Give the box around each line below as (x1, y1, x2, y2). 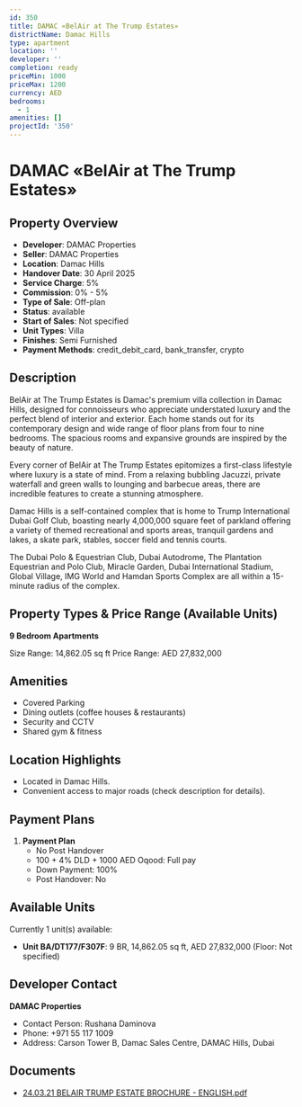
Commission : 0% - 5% (22, 287, 109, 298)
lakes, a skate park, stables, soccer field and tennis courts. (9, 534, 227, 545)
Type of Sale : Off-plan (22, 297, 106, 307)
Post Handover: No (35, 874, 106, 885)
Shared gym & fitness (22, 726, 102, 737)
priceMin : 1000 (9, 72, 67, 81)
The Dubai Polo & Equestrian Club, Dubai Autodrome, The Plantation (9, 551, 262, 562)
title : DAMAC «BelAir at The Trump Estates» (9, 22, 179, 31)
